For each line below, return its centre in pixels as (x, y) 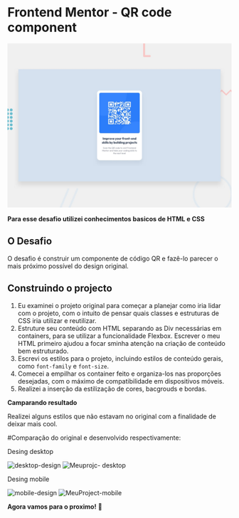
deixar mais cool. (32, 423)
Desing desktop (31, 451)
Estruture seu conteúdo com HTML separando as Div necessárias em (119, 328)
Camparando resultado (42, 402)
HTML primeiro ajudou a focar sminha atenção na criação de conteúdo (121, 343)
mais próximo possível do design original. (68, 266)
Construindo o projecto (60, 289)
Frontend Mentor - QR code (90, 12)
